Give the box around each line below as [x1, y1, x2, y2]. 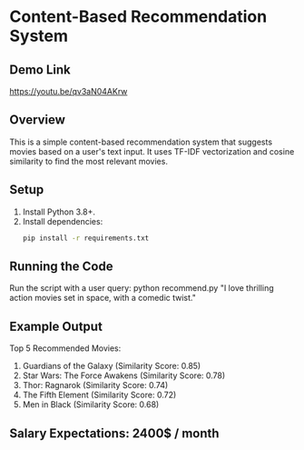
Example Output [9, 318, 103, 334]
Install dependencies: [22, 215, 103, 226]
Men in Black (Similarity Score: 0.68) [22, 399, 160, 410]
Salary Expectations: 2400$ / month [9, 425, 220, 441]
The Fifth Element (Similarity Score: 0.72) [22, 389, 177, 401]
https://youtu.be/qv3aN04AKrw [9, 86, 128, 96]
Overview [9, 112, 66, 128]
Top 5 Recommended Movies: [9, 343, 122, 354]
